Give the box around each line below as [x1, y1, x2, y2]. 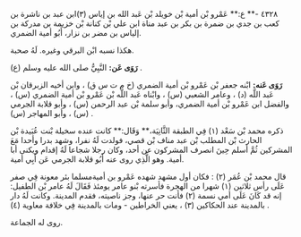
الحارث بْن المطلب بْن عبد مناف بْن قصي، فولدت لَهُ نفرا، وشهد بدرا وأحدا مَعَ [10, 135, 262, 145]
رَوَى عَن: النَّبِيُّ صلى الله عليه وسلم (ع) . [10, 63, 142, 72]
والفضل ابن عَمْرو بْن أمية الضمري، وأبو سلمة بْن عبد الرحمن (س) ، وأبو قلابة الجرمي [10, 98, 290, 109]
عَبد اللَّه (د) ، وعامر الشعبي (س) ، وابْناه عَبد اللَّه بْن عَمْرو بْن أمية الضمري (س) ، [10, 89, 274, 99]
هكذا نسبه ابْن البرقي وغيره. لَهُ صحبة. [10, 45, 134, 55]
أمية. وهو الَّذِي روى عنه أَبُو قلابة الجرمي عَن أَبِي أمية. [10, 154, 185, 165]
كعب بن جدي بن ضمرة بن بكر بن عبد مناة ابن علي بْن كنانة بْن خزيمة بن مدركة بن [10, 18, 280, 29]
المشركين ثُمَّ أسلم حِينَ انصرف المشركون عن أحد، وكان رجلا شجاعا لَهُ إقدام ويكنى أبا [10, 144, 293, 155]
